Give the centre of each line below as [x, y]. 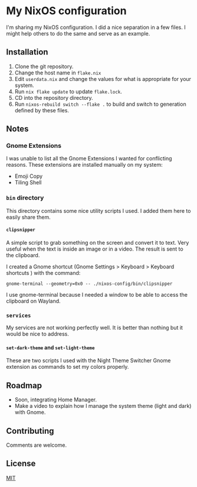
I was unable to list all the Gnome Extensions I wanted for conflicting [89, 158]
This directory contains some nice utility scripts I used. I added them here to [98, 210]
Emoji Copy [29, 176]
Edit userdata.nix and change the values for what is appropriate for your [103, 79]
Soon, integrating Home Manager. [56, 400]
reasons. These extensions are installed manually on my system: [85, 165]
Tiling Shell [28, 183]
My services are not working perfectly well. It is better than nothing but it [94, 328]
